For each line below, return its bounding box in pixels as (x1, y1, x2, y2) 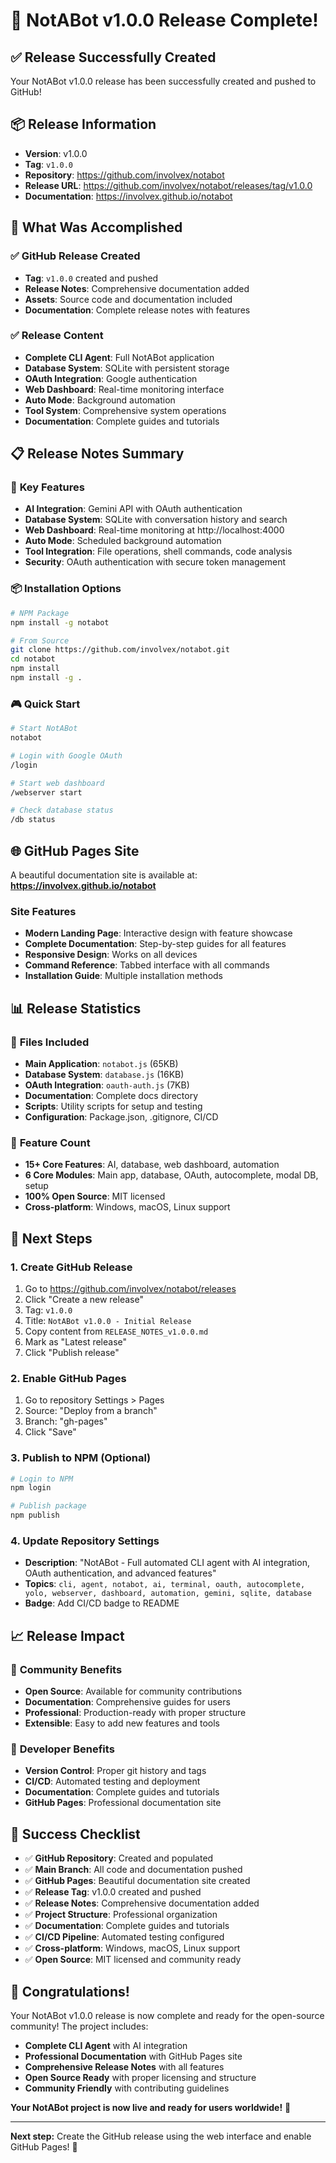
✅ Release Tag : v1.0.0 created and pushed (24, 1886, 202, 1898)
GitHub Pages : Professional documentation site (24, 1797, 222, 1809)
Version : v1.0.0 (24, 147, 88, 159)
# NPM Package (10, 608, 70, 618)
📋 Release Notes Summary (10, 445, 185, 463)
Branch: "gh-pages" (24, 1415, 108, 1428)
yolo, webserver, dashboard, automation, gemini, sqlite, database (24, 1589, 312, 1599)
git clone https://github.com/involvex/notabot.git (10, 645, 230, 655)
